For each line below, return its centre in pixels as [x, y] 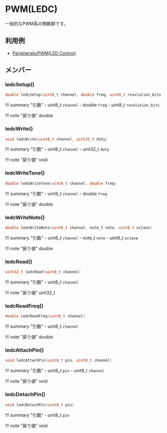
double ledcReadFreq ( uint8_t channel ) [45, 316]
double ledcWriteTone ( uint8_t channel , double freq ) [61, 183]
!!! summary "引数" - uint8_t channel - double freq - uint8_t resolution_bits [83, 105]
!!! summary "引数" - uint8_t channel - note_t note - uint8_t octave [72, 238]
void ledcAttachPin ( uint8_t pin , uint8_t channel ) [59, 361]
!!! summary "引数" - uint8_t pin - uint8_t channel [55, 371]
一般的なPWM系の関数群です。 [37, 23]
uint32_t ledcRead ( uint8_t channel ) [43, 272]
